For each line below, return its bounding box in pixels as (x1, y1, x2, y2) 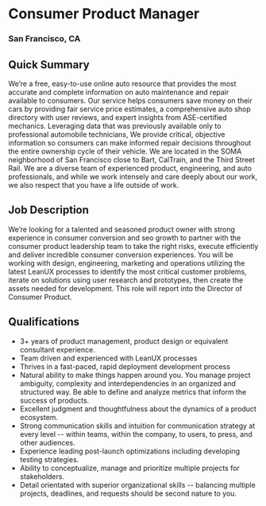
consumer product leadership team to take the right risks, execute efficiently (8, 241, 259, 251)
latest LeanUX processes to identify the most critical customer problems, (8, 267, 248, 276)
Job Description (8, 204, 90, 217)
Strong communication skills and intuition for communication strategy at (19, 421, 256, 430)
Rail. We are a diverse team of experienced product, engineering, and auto (8, 163, 253, 173)
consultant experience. (19, 344, 95, 354)
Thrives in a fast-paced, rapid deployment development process (19, 361, 230, 371)
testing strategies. (19, 454, 79, 464)
